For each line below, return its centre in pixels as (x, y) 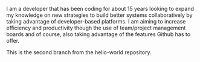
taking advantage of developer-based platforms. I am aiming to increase (96, 21)
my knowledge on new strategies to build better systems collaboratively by (99, 15)
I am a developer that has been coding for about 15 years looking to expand (100, 9)
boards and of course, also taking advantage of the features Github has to (98, 34)
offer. (13, 41)
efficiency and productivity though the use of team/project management (96, 28)
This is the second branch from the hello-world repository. (79, 52)
